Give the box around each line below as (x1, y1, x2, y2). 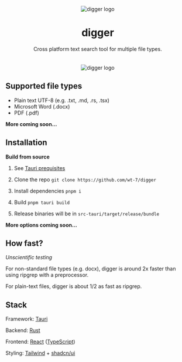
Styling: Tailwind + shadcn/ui (5, 350, 75, 357)
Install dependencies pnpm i (13, 187, 82, 194)
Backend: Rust (5, 327, 40, 334)
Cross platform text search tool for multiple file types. (33, 45, 162, 52)
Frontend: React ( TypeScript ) (5, 338, 75, 346)
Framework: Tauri (5, 316, 48, 323)
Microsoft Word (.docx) (13, 103, 70, 110)
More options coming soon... (5, 221, 77, 228)
